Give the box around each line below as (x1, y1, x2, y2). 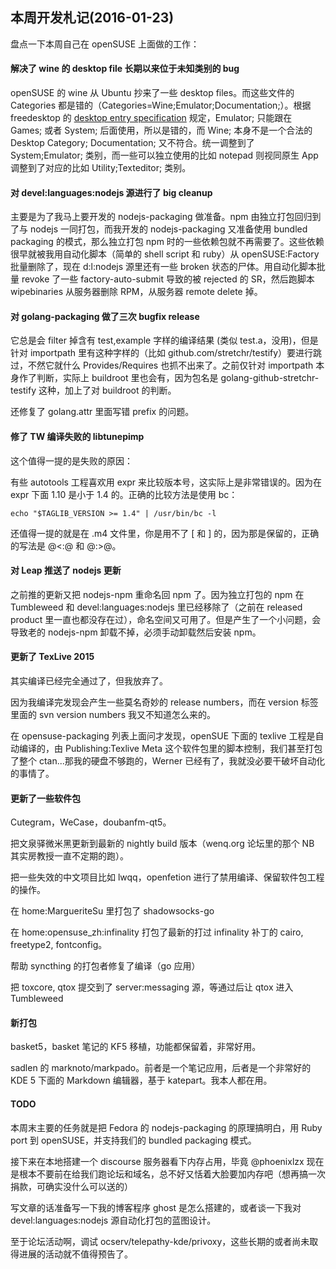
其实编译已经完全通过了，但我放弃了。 (10, 675, 168, 687)
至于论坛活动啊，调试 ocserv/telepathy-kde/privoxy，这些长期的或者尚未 (10, 1235, 310, 1247)
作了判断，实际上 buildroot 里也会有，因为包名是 (18, 372, 219, 384)
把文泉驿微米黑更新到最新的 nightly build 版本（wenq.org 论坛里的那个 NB (10, 838, 315, 850)
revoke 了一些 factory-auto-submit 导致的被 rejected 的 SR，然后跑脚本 (21, 273, 315, 285)
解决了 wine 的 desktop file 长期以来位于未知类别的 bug (10, 63, 240, 75)
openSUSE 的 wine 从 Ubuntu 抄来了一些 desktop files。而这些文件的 (10, 87, 295, 99)
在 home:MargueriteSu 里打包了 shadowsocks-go (10, 905, 215, 917)
